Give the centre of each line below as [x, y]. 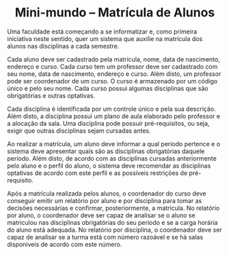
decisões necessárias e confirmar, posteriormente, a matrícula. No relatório [113, 208]
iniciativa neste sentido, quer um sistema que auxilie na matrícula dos [105, 38]
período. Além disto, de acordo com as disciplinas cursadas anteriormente [112, 158]
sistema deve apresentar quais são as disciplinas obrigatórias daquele [106, 151]
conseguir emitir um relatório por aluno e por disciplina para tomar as [105, 200]
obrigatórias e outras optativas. [51, 95]
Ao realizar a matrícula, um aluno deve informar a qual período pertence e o [114, 144]
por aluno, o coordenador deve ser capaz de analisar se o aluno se [102, 215]
